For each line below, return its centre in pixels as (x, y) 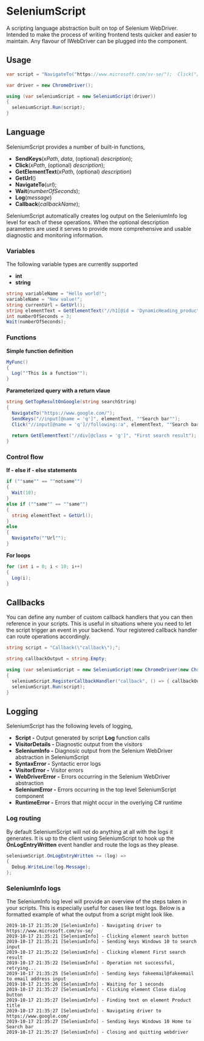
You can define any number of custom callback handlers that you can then (100, 617)
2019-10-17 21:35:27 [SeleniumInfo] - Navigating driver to (84, 1011)
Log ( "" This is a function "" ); (50, 373)
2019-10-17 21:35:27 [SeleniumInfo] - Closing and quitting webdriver (97, 1032)
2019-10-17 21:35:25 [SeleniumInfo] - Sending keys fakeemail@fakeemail (100, 974)
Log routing (24, 819)
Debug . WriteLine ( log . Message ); (51, 867)
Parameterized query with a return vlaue (58, 390)
